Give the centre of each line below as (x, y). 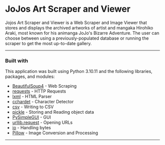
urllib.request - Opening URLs (42, 122)
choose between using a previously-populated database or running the (77, 38)
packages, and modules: (30, 76)
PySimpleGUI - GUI (31, 117)
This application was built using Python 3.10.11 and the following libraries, (79, 72)
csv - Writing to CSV (33, 107)
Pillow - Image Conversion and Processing (55, 133)
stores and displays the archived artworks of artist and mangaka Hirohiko (79, 27)
